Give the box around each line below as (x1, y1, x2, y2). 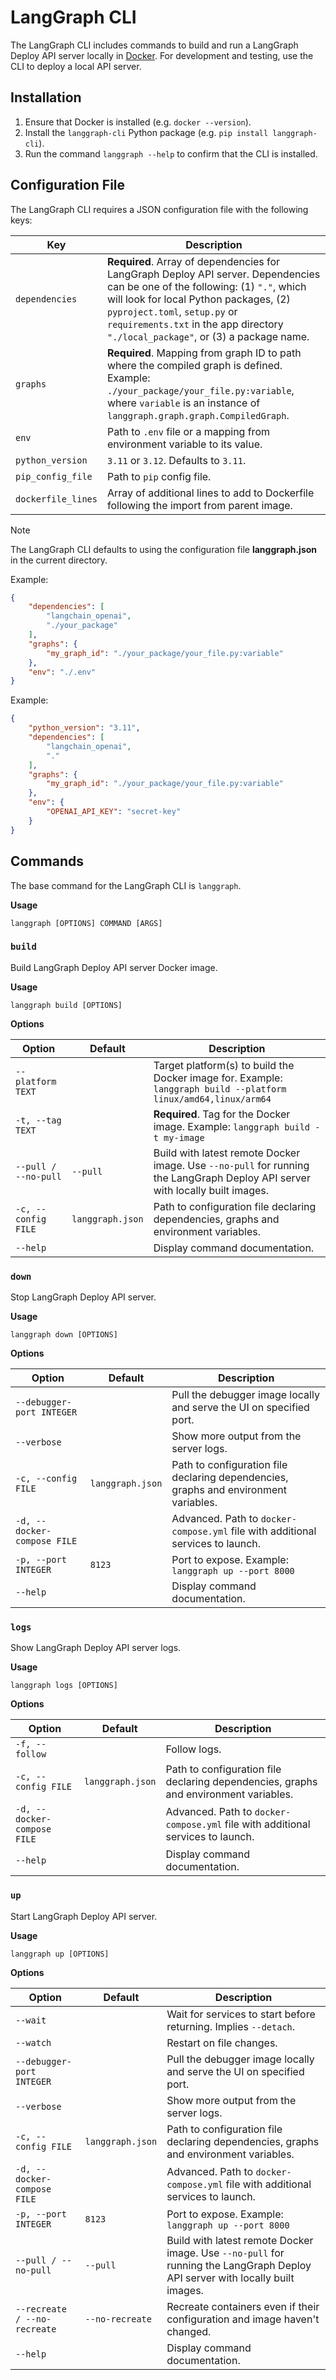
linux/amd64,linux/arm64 (153, 1093, 272, 1105)
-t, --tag (15, 1114, 62, 1126)
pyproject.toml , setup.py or (106, 304, 238, 318)
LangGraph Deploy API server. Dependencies (106, 267, 321, 281)
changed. (166, 2324, 212, 2338)
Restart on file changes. (166, 2036, 278, 2050)
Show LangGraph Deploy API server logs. (10, 1642, 182, 1654)
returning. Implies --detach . (166, 2019, 296, 2033)
